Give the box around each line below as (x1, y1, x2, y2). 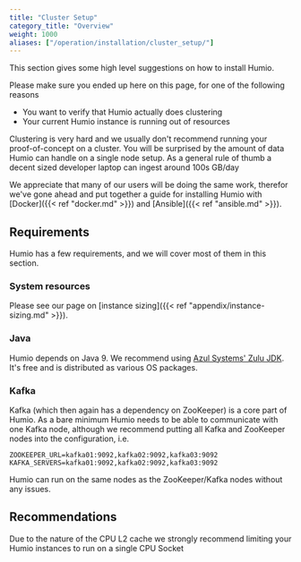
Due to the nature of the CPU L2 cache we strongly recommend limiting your (9, 533, 292, 544)
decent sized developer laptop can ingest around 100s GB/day (9, 162, 240, 173)
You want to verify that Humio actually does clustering (21, 106, 223, 117)
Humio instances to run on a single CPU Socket (9, 542, 185, 553)
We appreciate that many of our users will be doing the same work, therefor (9, 180, 288, 191)
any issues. (9, 483, 51, 494)
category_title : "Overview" (9, 21, 115, 30)
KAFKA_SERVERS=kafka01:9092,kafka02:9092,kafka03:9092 (9, 458, 219, 467)
